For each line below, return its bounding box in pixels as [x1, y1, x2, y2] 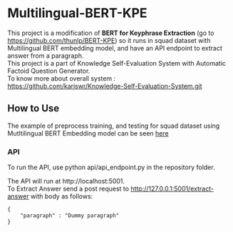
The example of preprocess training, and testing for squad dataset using [7, 121, 220, 130]
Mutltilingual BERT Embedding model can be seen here [7, 128, 169, 137]
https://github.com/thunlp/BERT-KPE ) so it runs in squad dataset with [7, 36, 211, 44]
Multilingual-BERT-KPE [7, 5, 147, 21]
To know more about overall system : [7, 74, 116, 83]
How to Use [7, 102, 60, 115]
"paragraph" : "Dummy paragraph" [20, 212, 120, 219]
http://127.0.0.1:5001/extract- [130, 184, 214, 193]
